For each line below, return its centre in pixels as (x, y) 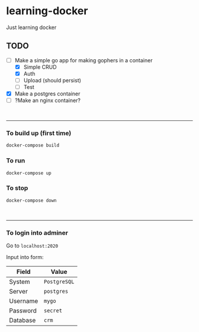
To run (16, 161)
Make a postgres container (47, 94)
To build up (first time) (39, 133)
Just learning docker (31, 27)
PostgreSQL (59, 282)
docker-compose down (32, 200)
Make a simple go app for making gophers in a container (84, 60)
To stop (17, 188)
